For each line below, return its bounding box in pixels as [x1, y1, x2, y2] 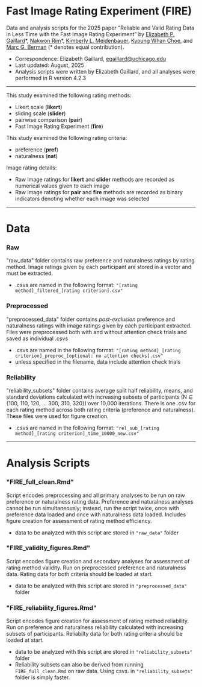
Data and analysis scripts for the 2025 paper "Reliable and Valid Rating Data [6, 24, 194, 31]
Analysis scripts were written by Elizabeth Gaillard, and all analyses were [14, 68, 195, 75]
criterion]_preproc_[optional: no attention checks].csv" [14, 353, 164, 359]
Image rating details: [6, 164, 57, 171]
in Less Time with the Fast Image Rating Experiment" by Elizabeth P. [6, 30, 175, 37]
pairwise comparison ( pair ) [14, 116, 83, 123]
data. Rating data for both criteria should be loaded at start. [6, 570, 153, 577]
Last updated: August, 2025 [14, 62, 84, 69]
